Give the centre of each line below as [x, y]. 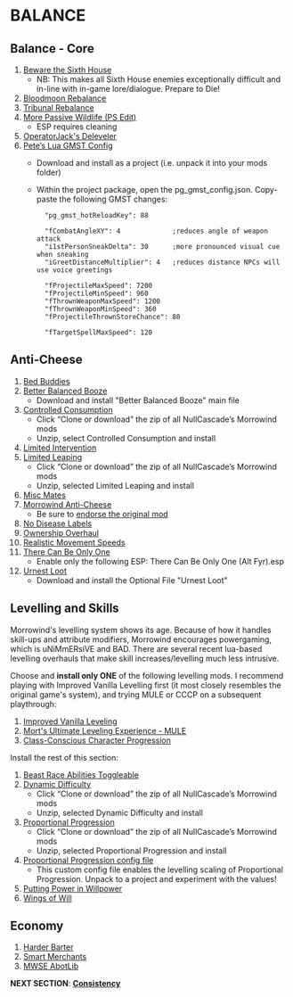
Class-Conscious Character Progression [97, 740]
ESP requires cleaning [77, 127]
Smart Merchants [55, 957]
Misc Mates [44, 495]
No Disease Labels [57, 523]
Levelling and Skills [65, 609]
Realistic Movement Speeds [74, 542]
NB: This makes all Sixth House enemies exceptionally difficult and [159, 79]
